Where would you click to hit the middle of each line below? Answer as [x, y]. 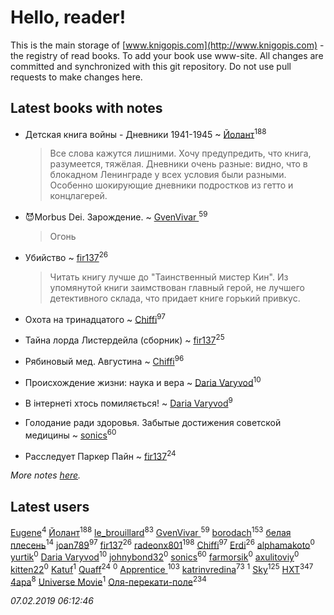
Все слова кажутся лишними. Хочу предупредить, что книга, [180, 153]
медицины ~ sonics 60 [70, 434]
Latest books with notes [86, 108]
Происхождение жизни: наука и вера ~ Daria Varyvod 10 [143, 381]
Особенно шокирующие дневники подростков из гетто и [171, 185]
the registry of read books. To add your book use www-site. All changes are [167, 55]
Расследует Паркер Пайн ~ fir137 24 [100, 455]
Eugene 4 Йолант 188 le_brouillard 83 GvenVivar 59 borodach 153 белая [151, 531]
